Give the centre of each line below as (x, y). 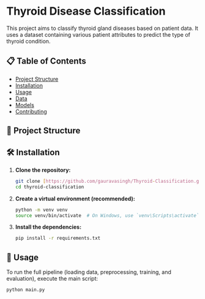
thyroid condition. (28, 41)
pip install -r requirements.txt (58, 238)
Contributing (31, 111)
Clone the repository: (43, 170)
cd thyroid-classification (50, 187)
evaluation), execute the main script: (52, 279)
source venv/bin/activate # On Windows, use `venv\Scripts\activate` (107, 215)
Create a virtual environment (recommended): (75, 198)
